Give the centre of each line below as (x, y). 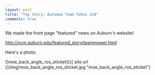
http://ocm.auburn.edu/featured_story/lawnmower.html (61, 43)
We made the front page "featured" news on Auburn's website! (70, 33)
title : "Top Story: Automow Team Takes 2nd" (52, 14)
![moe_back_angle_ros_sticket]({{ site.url (47, 62)
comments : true (21, 19)
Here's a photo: (21, 52)
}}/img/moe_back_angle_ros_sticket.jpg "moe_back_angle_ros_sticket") (78, 67)
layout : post (19, 10)
